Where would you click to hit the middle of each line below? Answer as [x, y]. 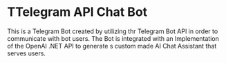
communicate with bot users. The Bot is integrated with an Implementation [113, 38]
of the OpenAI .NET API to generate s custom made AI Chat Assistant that [112, 46]
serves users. [27, 53]
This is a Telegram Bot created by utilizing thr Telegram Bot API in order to [113, 31]
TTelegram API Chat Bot [77, 12]
